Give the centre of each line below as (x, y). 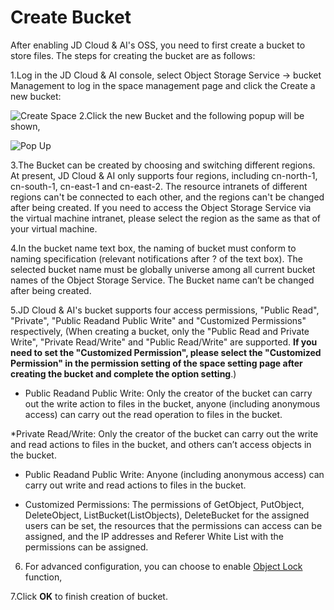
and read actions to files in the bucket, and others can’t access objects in (161, 444)
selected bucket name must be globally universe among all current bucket (163, 269)
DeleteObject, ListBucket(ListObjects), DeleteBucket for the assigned (167, 515)
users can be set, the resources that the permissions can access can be (173, 525)
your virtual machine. (54, 228)
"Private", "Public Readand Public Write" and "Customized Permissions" (158, 320)
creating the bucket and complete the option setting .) (123, 373)
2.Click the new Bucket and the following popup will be (191, 115)
